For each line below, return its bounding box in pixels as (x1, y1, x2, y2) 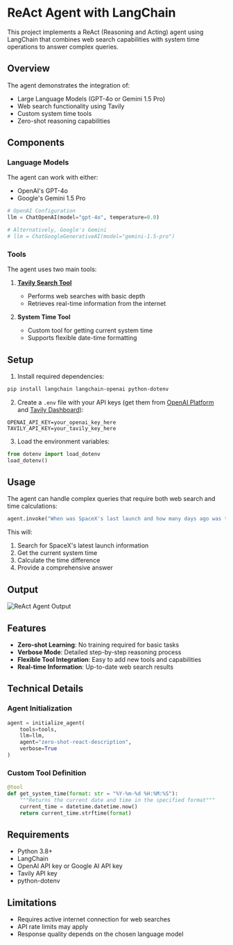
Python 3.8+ (17, 847, 53, 855)
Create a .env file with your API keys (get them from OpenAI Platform (17, 398, 214, 407)
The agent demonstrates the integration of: (7, 81, 130, 90)
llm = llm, (19, 732, 45, 740)
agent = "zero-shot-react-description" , (19, 739, 132, 746)
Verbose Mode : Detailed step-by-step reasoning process (17, 647, 182, 656)
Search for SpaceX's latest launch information (17, 541, 149, 550)
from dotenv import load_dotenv (7, 450, 101, 457)
